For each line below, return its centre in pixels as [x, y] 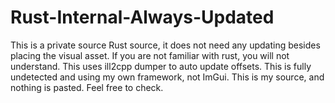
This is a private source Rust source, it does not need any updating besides [165, 45]
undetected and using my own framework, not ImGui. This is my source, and [167, 77]
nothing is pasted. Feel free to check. [87, 87]
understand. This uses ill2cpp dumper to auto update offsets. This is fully [161, 66]
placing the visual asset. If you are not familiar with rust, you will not [150, 55]
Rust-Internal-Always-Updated [142, 17]
